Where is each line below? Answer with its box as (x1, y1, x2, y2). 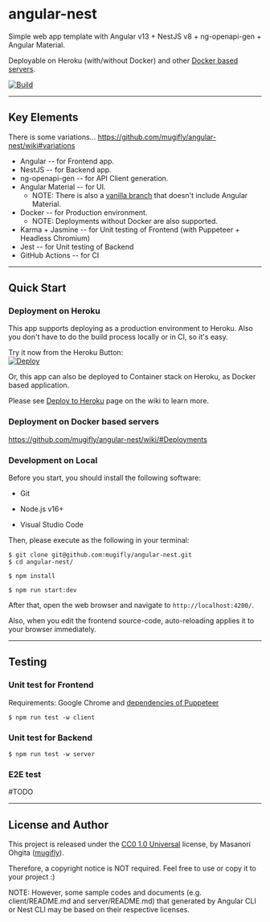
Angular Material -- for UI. (19, 182, 106, 192)
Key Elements (8, 110, 79, 125)
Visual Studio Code (19, 520, 84, 530)
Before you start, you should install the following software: (8, 473, 202, 483)
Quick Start (8, 281, 67, 295)
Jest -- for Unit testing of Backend (19, 242, 134, 251)
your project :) (8, 872, 55, 882)
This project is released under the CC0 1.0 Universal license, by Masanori (8, 839, 252, 850)
